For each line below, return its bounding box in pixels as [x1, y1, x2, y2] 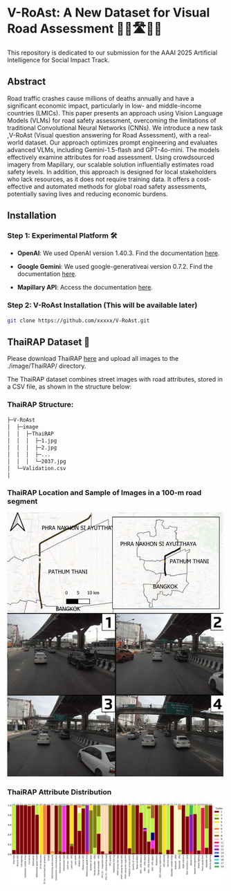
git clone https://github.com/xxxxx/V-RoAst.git [7, 317, 150, 324]
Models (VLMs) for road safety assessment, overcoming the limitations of [7, 116, 216, 124]
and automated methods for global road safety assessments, [33, 182, 207, 191]
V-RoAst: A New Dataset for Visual [7, 5, 210, 21]
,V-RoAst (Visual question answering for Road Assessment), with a [7, 131, 197, 139]
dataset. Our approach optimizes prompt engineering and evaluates [24, 138, 218, 147]
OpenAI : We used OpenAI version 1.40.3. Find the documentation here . [17, 249, 220, 257]
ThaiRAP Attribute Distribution [7, 787, 112, 796]
